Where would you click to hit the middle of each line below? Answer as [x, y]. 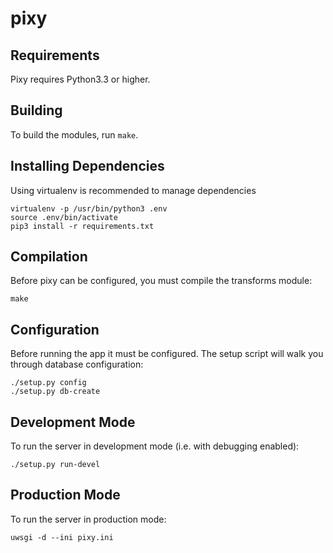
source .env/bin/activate [64, 217]
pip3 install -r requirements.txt [82, 226]
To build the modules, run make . [74, 134]
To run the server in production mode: [88, 519]
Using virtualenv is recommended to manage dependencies [133, 190]
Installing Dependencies [87, 166]
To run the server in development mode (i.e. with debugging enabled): [155, 446]
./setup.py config [48, 383]
